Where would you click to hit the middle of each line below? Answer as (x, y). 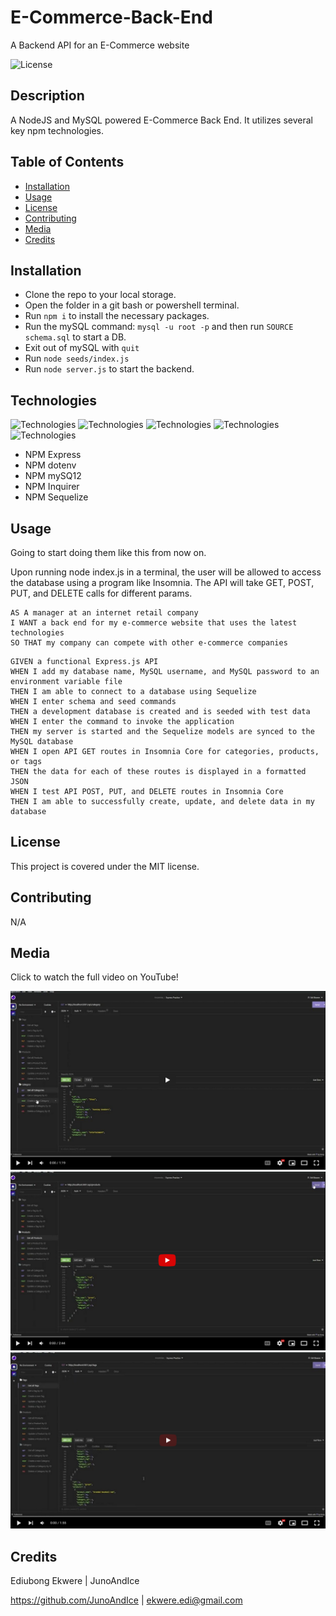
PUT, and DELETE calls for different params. (101, 593)
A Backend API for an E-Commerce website (100, 45)
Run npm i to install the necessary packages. (117, 316)
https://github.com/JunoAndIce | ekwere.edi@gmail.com (126, 1600)
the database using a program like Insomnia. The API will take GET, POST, (162, 582)
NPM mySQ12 (53, 476)
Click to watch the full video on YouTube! (94, 977)
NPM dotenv (50, 465)
